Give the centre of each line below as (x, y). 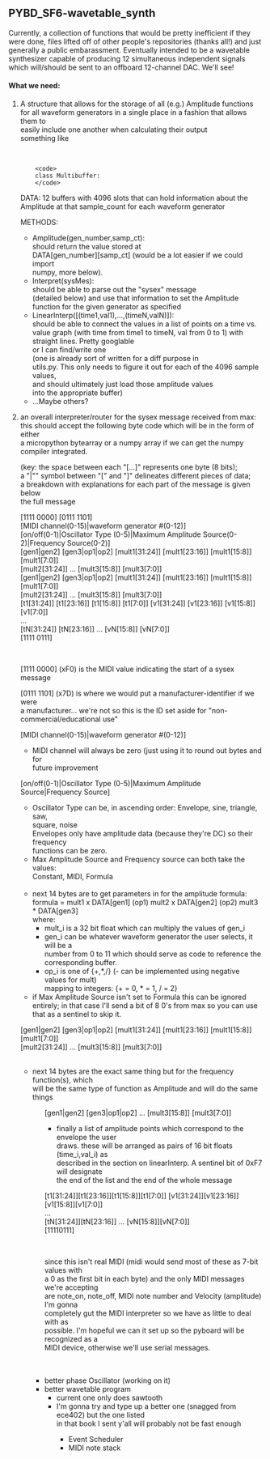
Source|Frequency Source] (65, 792)
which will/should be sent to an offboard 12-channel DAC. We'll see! (121, 67)
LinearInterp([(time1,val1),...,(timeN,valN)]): (103, 316)
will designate (79, 1172)
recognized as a (71, 1339)
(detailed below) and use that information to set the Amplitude (135, 298)
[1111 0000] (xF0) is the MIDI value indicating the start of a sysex (127, 669)
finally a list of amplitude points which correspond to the (150, 1129)
